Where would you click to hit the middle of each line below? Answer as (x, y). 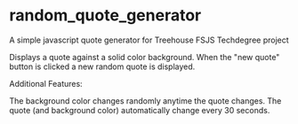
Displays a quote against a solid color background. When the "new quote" (145, 57)
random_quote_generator (105, 15)
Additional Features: (46, 83)
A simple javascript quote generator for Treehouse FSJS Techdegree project (149, 40)
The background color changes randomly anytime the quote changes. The (145, 101)
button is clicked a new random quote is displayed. (102, 66)
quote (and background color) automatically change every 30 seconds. (140, 110)
